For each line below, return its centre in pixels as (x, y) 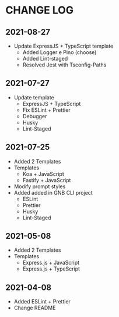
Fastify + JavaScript (47, 180)
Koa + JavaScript (43, 173)
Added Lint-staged (45, 59)
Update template (34, 97)
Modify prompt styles (40, 186)
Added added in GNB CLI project (53, 192)
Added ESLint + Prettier (42, 302)
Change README (35, 308)
